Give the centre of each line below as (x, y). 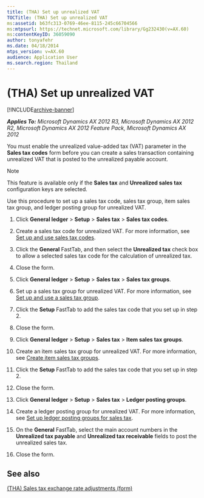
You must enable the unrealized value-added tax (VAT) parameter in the (97, 146)
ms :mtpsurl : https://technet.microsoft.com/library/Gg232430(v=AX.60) (98, 29)
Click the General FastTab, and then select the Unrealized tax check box (107, 250)
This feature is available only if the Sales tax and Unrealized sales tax (95, 183)
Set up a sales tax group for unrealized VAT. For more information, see (104, 291)
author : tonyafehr (30, 40)
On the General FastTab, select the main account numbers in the (97, 430)
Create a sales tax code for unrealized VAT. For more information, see (103, 231)
